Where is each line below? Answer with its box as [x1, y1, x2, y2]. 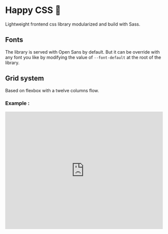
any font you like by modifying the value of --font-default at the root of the [5, 54, 161, 60]
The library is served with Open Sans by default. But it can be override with [5, 49, 160, 55]
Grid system [5, 74, 44, 83]
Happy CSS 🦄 [5, 5, 61, 16]
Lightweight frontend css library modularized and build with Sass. [5, 21, 140, 27]
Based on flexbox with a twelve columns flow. [5, 87, 99, 93]
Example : [5, 100, 30, 107]
